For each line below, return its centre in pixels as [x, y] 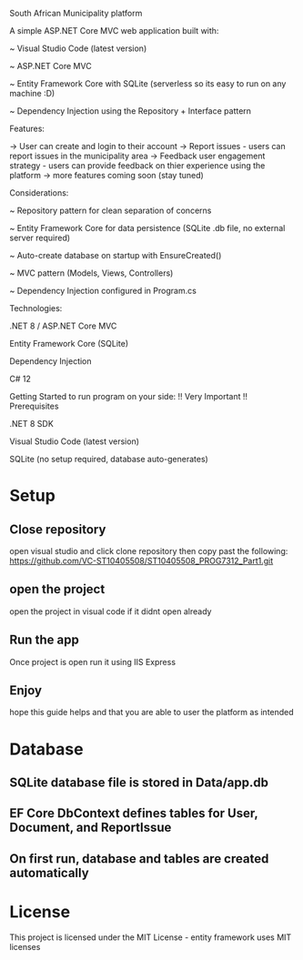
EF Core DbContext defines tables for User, [134, 813]
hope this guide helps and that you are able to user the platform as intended [151, 712]
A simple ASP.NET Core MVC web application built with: [114, 30]
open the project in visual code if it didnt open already [111, 611]
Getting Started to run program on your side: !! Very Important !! [129, 396]
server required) [40, 237]
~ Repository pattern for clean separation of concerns [111, 210]
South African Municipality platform [76, 13]
